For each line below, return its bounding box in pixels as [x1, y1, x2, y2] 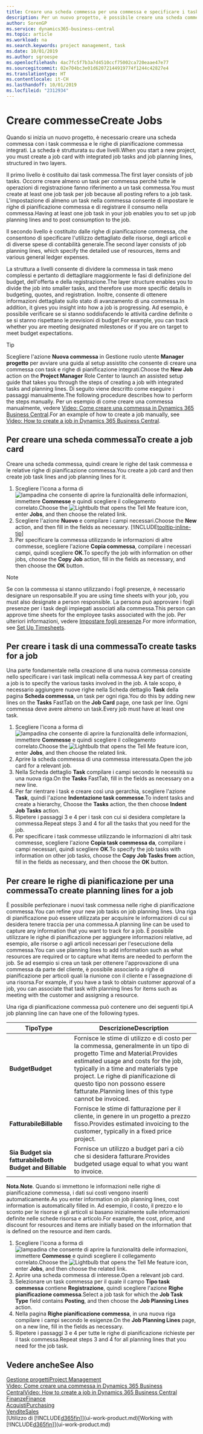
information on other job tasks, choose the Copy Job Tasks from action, [14, 852, 195, 859]
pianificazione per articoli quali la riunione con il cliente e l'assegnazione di [6, 972, 193, 980]
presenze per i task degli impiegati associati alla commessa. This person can [6, 604, 196, 611]
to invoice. [74, 1167, 104, 1176]
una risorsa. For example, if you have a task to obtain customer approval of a [6, 979, 196, 986]
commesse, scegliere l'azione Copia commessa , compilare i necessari [14, 543, 192, 550]
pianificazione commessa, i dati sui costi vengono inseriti [6, 1189, 149, 1196]
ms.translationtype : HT [6, 71, 66, 77]
